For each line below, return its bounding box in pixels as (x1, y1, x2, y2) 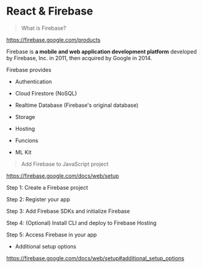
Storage (15, 113, 35, 120)
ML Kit (15, 148, 32, 156)
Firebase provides (6, 66, 52, 74)
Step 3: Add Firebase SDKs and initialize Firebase (6, 207, 131, 215)
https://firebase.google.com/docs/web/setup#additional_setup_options (6, 254, 184, 262)
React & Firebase (6, 4, 94, 18)
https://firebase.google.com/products (6, 36, 101, 43)
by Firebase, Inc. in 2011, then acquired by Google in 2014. (6, 54, 153, 61)
